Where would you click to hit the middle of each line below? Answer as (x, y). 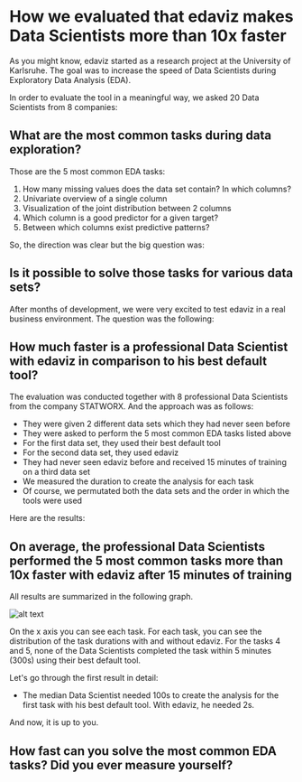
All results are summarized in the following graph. (101, 597)
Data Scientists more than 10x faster (148, 36)
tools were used (52, 501)
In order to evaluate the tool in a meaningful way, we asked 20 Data (134, 98)
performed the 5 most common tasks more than (146, 560)
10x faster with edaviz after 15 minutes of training (151, 575)
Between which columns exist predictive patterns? (116, 227)
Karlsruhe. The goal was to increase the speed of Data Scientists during (143, 70)
